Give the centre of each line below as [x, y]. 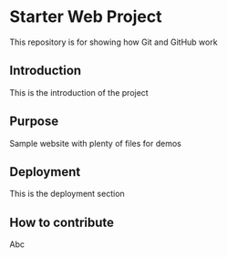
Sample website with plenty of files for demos [96, 143]
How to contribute [62, 222]
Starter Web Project [86, 17]
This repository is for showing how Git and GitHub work [113, 42]
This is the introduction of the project [79, 92]
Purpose [34, 122]
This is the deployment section [67, 194]
